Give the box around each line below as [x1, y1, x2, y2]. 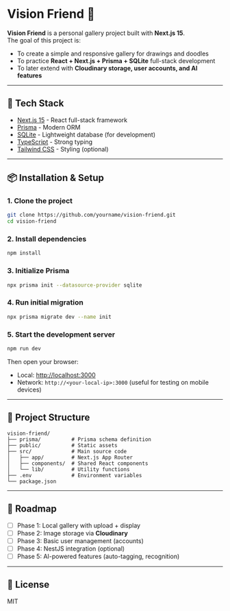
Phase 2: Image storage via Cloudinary [16, 529, 128, 537]
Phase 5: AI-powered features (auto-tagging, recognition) [16, 552, 180, 560]
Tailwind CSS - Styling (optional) [16, 145, 109, 153]
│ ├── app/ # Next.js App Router [7, 454, 133, 461]
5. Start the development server [7, 329, 115, 339]
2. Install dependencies [7, 235, 87, 244]
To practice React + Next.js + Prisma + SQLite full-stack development [16, 56, 216, 64]
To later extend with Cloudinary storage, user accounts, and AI [16, 64, 198, 72]
